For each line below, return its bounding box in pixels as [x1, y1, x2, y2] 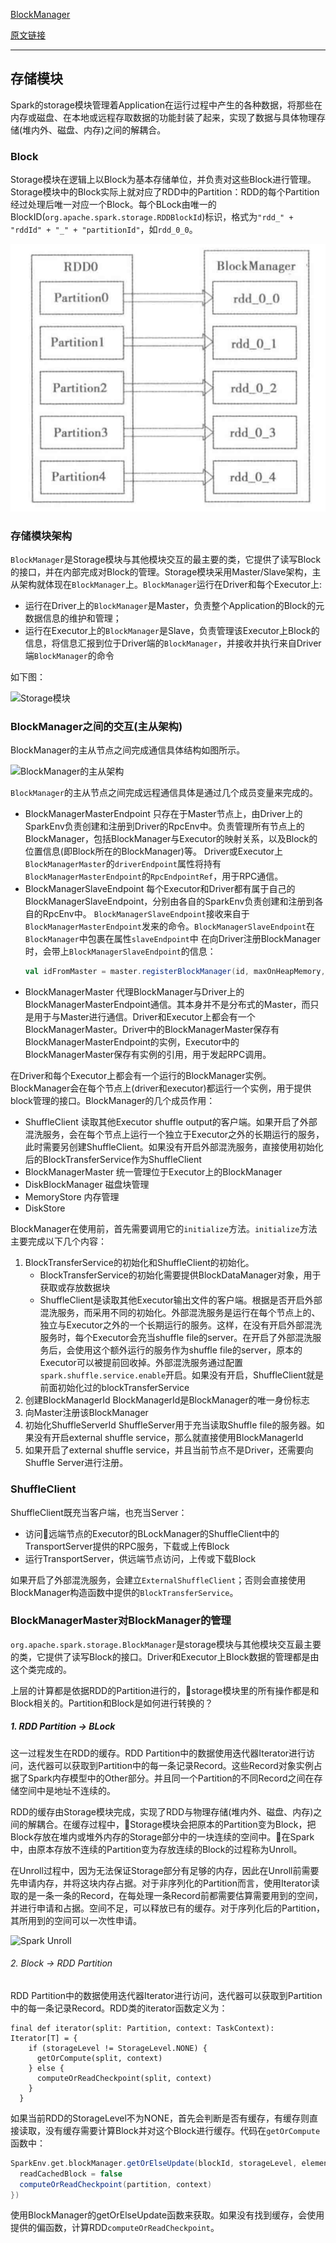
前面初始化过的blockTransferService [39, 1382, 190, 1394]
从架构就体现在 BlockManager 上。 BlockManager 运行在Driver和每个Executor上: [10, 579, 323, 591]
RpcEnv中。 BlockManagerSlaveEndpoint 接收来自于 [42, 908, 250, 920]
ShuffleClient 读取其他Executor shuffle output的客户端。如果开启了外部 [24, 1116, 318, 1128]
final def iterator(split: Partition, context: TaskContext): [10, 2023, 275, 2033]
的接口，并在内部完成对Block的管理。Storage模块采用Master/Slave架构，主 [10, 566, 322, 578]
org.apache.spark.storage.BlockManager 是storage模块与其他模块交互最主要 [10, 1638, 322, 1650]
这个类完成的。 [10, 1663, 72, 1675]
